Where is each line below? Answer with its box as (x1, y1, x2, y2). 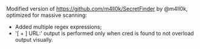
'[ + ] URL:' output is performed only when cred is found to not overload (15, 30, 195, 37)
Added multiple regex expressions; (15, 24, 102, 30)
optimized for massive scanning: (6, 11, 88, 19)
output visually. (15, 36, 53, 43)
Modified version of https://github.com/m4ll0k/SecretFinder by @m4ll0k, (6, 5, 188, 12)
